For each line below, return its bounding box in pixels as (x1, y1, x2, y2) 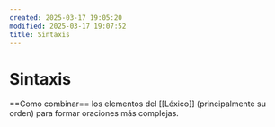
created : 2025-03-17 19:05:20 (9, 13, 123, 23)
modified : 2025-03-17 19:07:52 (9, 22, 127, 31)
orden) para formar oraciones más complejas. (9, 108, 180, 119)
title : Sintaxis (9, 30, 70, 39)
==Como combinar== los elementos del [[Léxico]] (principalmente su (9, 98, 267, 109)
